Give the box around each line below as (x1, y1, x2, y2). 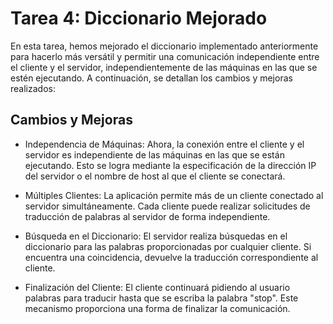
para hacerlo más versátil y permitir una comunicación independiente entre (10, 50, 320, 62)
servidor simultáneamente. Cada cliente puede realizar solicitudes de (24, 200, 311, 212)
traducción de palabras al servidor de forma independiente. (24, 210, 271, 222)
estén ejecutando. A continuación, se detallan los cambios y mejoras (10, 72, 293, 84)
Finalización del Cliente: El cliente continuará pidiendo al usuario (24, 281, 291, 293)
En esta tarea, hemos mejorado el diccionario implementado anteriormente (10, 40, 319, 52)
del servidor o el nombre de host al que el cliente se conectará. (24, 170, 286, 182)
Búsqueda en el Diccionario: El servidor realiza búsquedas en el (24, 230, 288, 242)
